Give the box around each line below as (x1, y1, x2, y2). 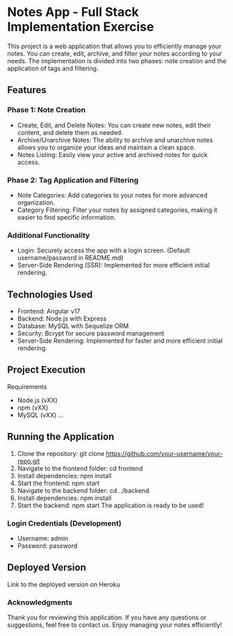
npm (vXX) (17, 403, 49, 411)
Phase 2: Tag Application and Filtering (7, 175, 139, 185)
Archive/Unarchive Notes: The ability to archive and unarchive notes (17, 136, 214, 144)
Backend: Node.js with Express (17, 314, 106, 323)
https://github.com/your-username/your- (105, 449, 223, 457)
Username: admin (17, 534, 69, 542)
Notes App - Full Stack (7, 4, 139, 20)
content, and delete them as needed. (17, 128, 123, 136)
